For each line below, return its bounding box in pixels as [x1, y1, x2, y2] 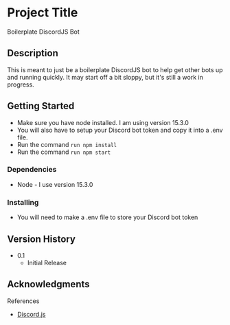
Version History [7, 233, 76, 245]
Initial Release [27, 258, 67, 267]
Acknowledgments [7, 278, 91, 290]
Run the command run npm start [16, 148, 111, 156]
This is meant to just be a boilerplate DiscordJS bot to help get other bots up [7, 65, 223, 74]
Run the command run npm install [16, 140, 117, 148]
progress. [7, 80, 34, 89]
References [7, 297, 40, 305]
